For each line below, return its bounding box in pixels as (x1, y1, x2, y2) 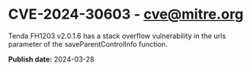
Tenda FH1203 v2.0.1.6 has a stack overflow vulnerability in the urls (8, 31, 227, 40)
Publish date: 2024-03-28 (8, 54, 94, 64)
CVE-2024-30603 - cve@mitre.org (8, 5, 244, 23)
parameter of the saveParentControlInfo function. (8, 39, 168, 48)
